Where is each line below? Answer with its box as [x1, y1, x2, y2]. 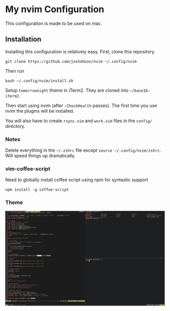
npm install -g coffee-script [5, 187, 69, 192]
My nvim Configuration [5, 4, 105, 15]
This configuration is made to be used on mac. [5, 20, 102, 26]
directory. [5, 123, 25, 129]
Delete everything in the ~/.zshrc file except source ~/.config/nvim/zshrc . [5, 147, 161, 153]
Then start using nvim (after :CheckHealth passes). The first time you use [5, 102, 157, 109]
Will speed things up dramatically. [5, 153, 76, 159]
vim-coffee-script [5, 165, 51, 172]
